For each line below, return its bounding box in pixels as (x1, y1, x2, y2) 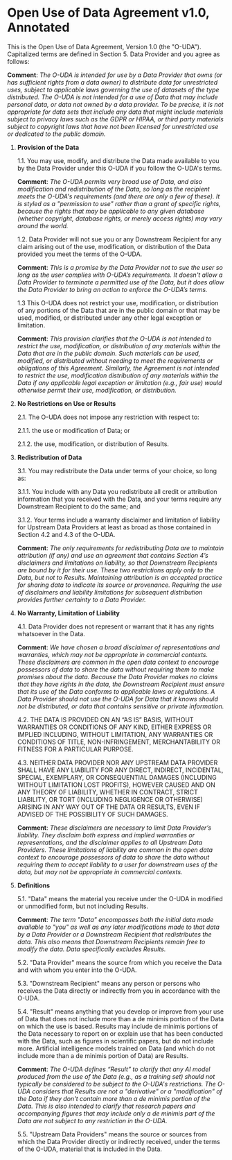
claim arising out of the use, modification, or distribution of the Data (17, 242, 211, 250)
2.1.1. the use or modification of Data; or (17, 426, 130, 434)
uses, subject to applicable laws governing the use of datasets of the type (7, 85, 220, 94)
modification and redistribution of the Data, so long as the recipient (17, 185, 210, 193)
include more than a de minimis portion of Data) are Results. (17, 1051, 189, 1059)
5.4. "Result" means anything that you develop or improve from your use (17, 1007, 224, 1016)
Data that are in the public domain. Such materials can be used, (17, 349, 201, 357)
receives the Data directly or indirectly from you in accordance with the (17, 987, 220, 995)
